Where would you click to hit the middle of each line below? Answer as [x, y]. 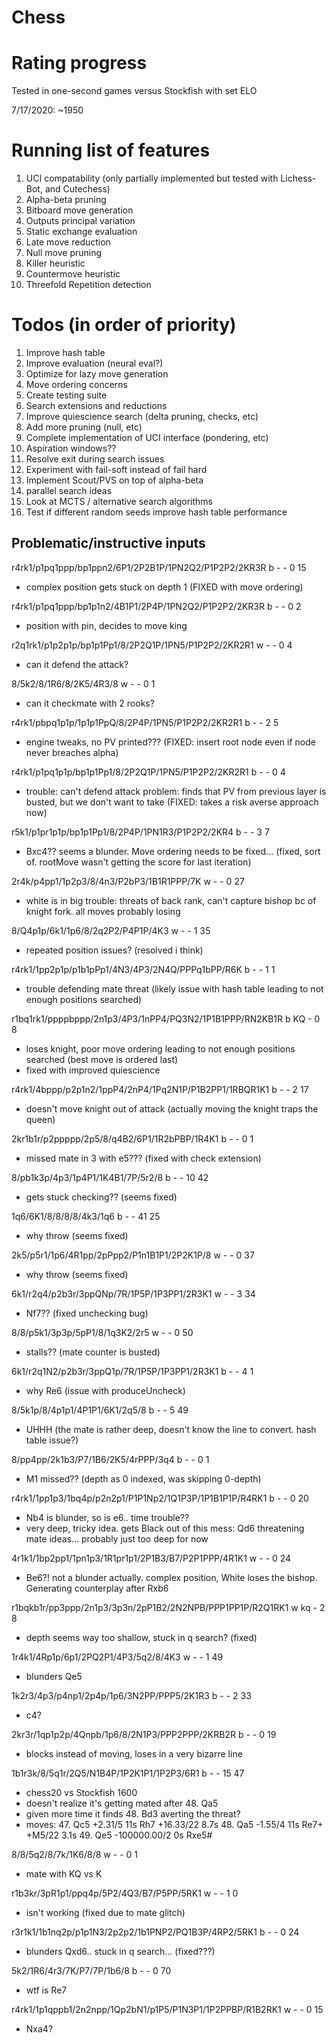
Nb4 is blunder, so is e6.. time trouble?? [107, 1517]
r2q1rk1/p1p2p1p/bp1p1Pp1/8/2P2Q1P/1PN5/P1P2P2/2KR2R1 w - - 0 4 [152, 645]
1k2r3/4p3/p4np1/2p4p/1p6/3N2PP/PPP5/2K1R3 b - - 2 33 [131, 1695]
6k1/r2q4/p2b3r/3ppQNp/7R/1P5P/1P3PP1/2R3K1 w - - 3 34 [133, 1293]
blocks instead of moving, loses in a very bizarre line [134, 1753]
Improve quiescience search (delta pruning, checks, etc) [142, 416]
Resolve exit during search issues [95, 459]
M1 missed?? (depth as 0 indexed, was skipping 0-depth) [143, 1478]
